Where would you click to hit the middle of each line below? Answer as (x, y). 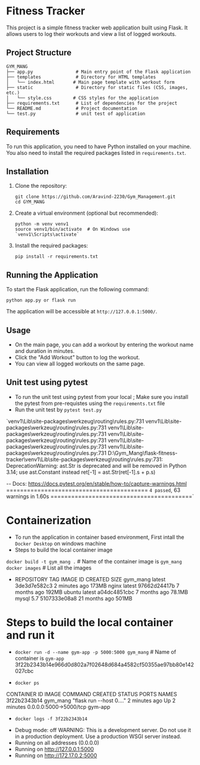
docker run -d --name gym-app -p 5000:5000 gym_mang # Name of (95, 652)
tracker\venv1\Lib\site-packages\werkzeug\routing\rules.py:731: (84, 459)
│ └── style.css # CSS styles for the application (83, 98)
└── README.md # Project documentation (72, 108)
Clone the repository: (41, 186)
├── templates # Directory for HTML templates (81, 77)
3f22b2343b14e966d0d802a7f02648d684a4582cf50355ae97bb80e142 (104, 665)
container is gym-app (39, 658)
